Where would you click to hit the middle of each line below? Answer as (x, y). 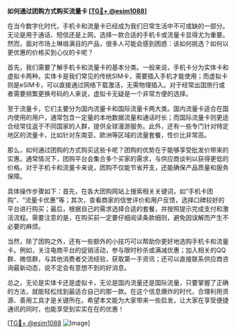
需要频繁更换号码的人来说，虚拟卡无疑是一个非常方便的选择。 (102, 94)
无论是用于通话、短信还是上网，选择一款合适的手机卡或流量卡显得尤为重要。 (118, 35)
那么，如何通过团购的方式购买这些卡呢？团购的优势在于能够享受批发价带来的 (118, 150)
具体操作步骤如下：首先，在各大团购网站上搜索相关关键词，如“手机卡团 (110, 191)
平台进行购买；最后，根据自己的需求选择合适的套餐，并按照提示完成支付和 (115, 209)
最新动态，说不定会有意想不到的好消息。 (72, 268)
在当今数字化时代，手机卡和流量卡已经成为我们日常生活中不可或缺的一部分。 (118, 26)
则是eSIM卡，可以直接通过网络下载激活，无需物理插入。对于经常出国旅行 (113, 85)
